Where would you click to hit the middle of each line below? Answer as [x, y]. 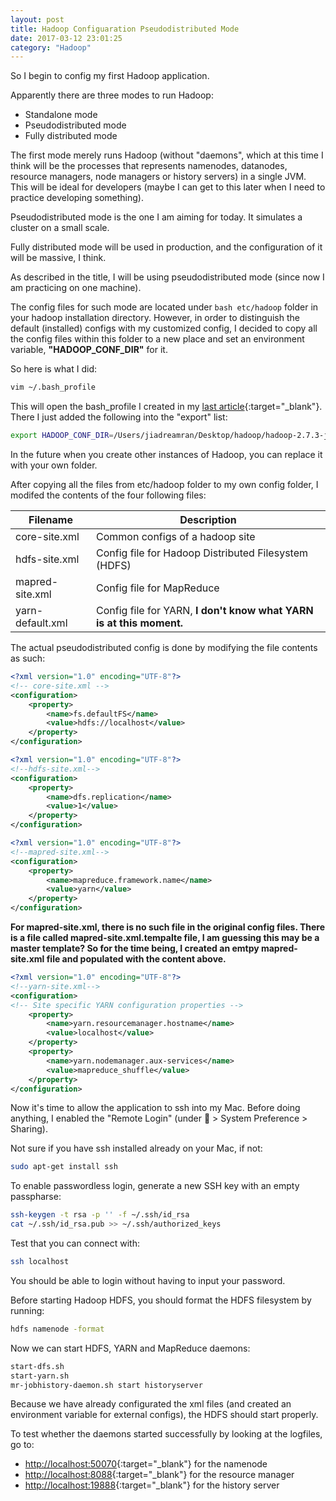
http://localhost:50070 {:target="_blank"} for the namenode [146, 1464]
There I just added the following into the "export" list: [119, 417]
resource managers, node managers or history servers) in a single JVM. [158, 177]
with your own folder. [54, 465]
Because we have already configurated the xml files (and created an [151, 1404]
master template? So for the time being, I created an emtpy [135, 948]
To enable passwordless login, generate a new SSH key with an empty [155, 1186]
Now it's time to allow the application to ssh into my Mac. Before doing [155, 1108]
